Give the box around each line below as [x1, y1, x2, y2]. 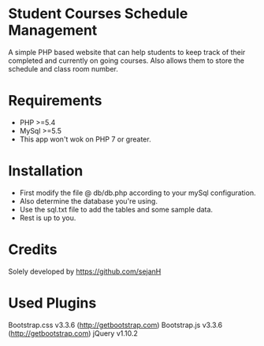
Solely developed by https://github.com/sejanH [8, 267, 162, 276]
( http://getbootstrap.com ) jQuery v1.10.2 [8, 328, 138, 338]
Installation [8, 162, 84, 180]
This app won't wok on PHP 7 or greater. [19, 134, 151, 144]
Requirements [8, 92, 102, 110]
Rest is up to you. [19, 213, 76, 223]
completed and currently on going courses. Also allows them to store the [8, 56, 244, 65]
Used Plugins [8, 294, 97, 311]
